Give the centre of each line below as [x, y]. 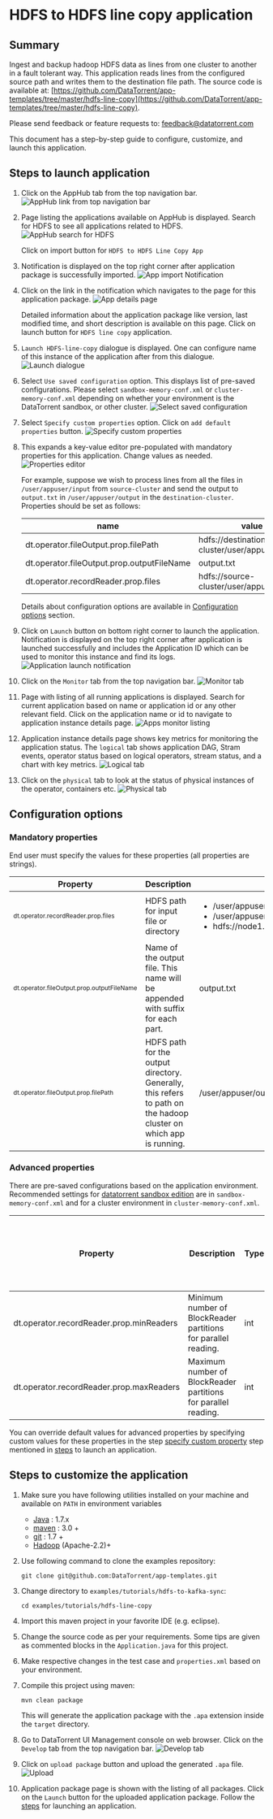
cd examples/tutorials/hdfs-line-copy [86, 1606]
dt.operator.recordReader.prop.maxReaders [97, 1387]
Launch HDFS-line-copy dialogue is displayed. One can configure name [139, 348]
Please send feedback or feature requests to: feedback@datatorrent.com [132, 123]
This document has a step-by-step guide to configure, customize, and [126, 139]
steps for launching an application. [79, 1805]
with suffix [165, 1008]
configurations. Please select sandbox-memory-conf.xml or [117, 389]
